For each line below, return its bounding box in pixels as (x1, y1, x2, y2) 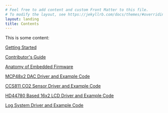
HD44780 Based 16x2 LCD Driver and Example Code (5, 93, 114, 99)
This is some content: (5, 35, 50, 41)
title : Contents (5, 21, 39, 26)
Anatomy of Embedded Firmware (5, 64, 73, 70)
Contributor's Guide (5, 54, 46, 60)
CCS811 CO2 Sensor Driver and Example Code (5, 83, 101, 89)
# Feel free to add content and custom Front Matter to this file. (5, 7, 149, 12)
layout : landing (5, 16, 39, 21)
